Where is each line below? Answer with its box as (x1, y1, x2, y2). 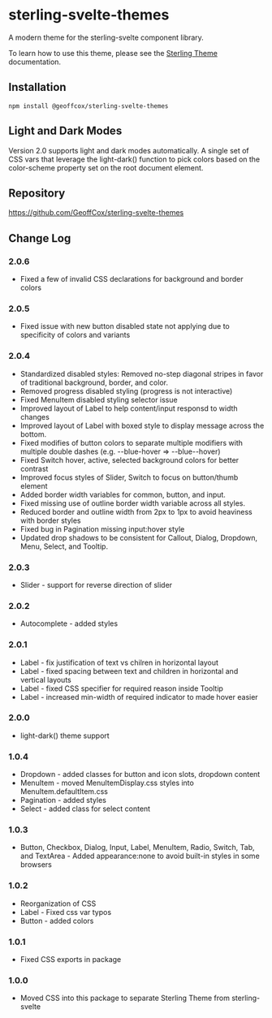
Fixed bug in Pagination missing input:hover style (19, 524, 185, 533)
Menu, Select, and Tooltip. (19, 541, 108, 551)
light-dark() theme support (19, 731, 110, 740)
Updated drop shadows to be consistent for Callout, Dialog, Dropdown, (19, 533, 258, 542)
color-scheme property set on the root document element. (8, 162, 204, 172)
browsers (19, 860, 53, 869)
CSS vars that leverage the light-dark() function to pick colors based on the (8, 154, 261, 164)
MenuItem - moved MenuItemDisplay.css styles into (19, 778, 195, 788)
